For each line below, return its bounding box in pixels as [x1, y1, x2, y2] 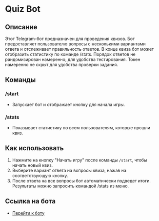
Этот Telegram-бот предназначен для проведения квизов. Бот [5, 36, 135, 41]
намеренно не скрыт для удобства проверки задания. [5, 62, 119, 67]
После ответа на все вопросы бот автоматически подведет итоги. [12, 178, 151, 183]
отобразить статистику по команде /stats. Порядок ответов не [5, 51, 136, 57]
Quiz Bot [5, 3, 40, 15]
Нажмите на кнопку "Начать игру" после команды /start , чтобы [12, 157, 147, 163]
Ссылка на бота [5, 197, 56, 205]
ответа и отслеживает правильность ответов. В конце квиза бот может [5, 46, 154, 52]
